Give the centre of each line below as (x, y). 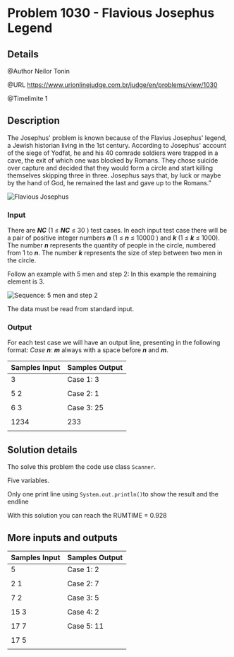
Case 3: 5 (83, 598)
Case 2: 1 (83, 394)
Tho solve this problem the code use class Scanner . (82, 467)
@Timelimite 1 (27, 98)
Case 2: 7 (83, 583)
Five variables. (29, 481)
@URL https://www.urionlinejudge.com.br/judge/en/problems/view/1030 (112, 85)
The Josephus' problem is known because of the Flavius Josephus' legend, (117, 138)
